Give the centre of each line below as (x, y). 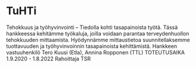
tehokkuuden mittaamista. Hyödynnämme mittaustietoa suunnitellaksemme (98, 40)
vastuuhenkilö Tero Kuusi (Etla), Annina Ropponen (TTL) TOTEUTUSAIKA (96, 52)
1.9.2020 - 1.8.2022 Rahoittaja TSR (48, 59)
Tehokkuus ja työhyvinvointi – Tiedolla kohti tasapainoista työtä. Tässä (92, 27)
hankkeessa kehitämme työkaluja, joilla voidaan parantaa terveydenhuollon (98, 33)
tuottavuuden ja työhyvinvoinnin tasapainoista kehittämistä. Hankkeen (91, 46)
